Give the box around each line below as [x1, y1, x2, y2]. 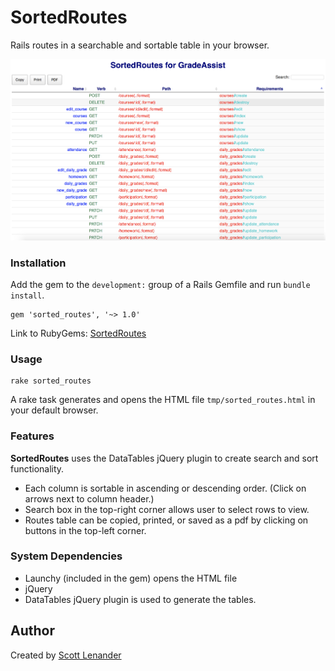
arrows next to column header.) [24, 492, 155, 505]
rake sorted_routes [10, 376, 92, 386]
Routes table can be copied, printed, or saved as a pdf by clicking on [24, 514, 309, 526]
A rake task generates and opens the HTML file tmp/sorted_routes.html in [10, 394, 316, 406]
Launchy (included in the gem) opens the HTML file [24, 572, 238, 584]
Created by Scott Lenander [10, 649, 122, 661]
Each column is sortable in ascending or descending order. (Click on [24, 482, 307, 494]
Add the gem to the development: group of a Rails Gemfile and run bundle [10, 278, 311, 290]
